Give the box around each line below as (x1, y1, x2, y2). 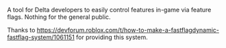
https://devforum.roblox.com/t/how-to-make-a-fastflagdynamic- (36, 26, 219, 34)
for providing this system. (76, 33, 149, 41)
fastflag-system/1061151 (7, 33, 75, 41)
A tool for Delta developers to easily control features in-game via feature (7, 6, 212, 14)
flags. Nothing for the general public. (7, 13, 111, 21)
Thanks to (7, 26, 36, 34)
